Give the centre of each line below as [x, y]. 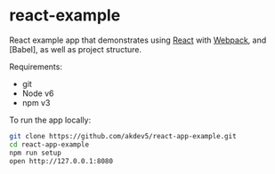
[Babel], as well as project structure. [76, 49]
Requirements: [36, 67]
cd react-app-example [49, 144]
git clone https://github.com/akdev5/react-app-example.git [123, 136]
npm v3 [36, 102]
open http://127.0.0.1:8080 [61, 161]
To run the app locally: [50, 120]
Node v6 [38, 93]
